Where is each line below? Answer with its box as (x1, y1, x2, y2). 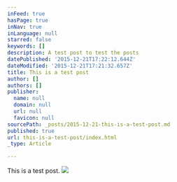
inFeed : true (7, 10, 45, 17)
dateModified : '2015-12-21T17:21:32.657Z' (7, 62, 133, 69)
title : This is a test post (7, 69, 90, 76)
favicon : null (13, 114, 55, 121)
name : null (13, 95, 45, 102)
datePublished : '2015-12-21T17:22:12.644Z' (7, 56, 136, 63)
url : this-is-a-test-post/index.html (7, 134, 118, 141)
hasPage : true (7, 17, 49, 24)
